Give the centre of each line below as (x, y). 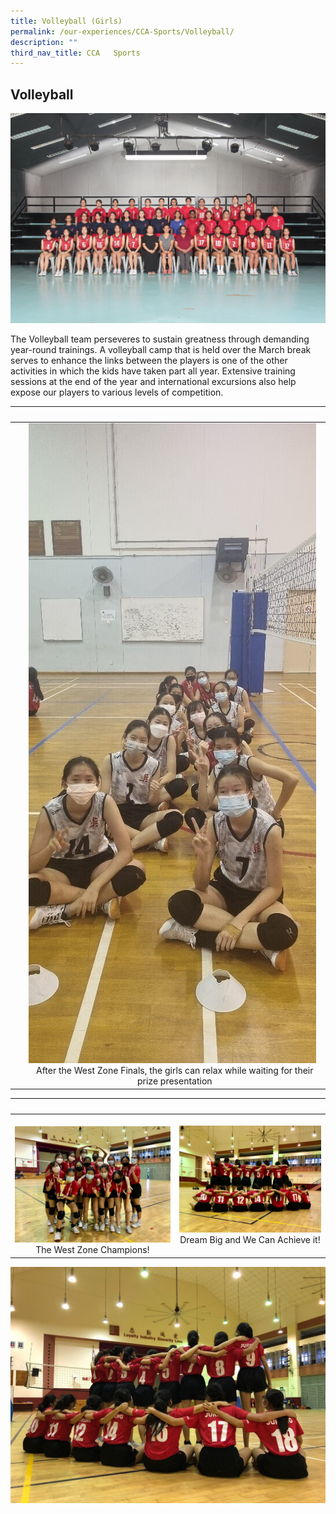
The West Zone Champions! (92, 1250)
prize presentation (174, 1081)
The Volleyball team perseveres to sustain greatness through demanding (160, 339)
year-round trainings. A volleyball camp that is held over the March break (161, 349)
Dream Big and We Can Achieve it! (250, 1240)
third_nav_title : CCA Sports (75, 53)
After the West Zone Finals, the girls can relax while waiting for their (175, 1071)
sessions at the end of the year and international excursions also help (153, 381)
